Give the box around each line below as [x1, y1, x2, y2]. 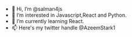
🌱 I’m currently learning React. [11, 18, 84, 24]
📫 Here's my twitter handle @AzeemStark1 [11, 24, 115, 31]
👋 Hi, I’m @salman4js [11, 6, 63, 12]
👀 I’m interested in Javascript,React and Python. [11, 12, 127, 18]
